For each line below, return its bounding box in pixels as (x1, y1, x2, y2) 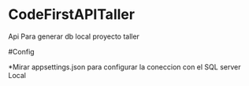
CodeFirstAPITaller (8, 6, 136, 24)
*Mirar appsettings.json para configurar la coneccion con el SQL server (8, 62, 241, 72)
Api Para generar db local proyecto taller (8, 32, 140, 41)
